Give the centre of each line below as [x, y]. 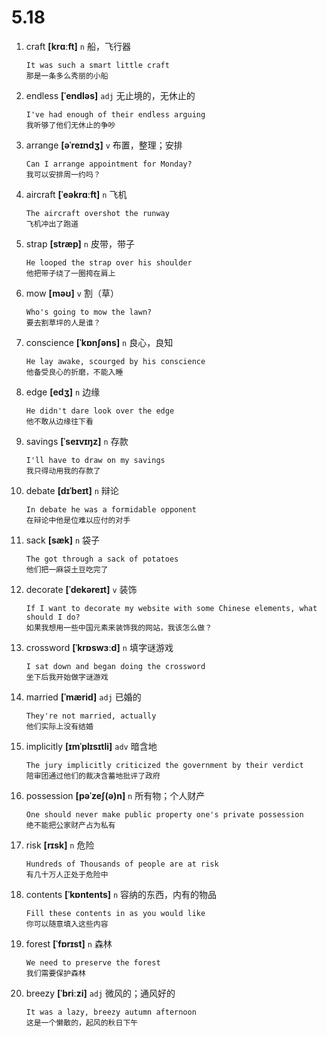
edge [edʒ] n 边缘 [63, 392]
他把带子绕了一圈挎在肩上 [70, 273]
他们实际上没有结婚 [59, 726]
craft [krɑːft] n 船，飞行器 [78, 46]
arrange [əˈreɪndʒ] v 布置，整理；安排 [104, 145]
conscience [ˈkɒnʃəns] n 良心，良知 [99, 342]
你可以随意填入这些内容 [67, 924]
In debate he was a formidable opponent [111, 509]
